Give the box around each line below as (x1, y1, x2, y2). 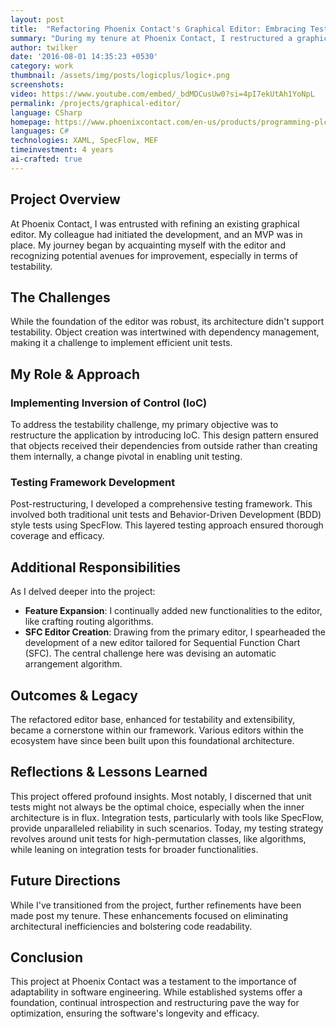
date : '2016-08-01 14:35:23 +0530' (10, 52, 159, 62)
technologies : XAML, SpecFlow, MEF (10, 136, 159, 146)
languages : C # (10, 126, 70, 136)
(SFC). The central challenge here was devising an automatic (24, 647, 277, 660)
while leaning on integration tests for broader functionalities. (10, 843, 259, 855)
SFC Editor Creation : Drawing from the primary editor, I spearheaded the (24, 626, 326, 638)
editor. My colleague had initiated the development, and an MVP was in (10, 228, 303, 240)
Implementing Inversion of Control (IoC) (10, 396, 208, 410)
